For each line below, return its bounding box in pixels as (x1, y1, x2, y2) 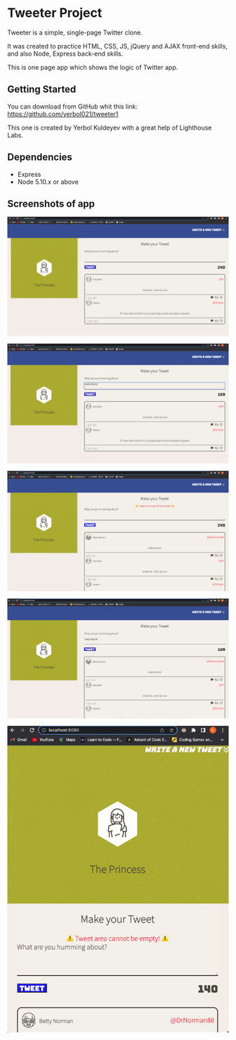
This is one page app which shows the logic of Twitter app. (7, 63, 178, 71)
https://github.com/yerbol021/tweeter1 (7, 109, 119, 118)
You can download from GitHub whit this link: (7, 102, 138, 111)
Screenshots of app (7, 197, 96, 209)
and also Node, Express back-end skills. (7, 49, 124, 58)
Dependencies (7, 151, 72, 163)
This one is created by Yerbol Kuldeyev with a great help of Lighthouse (7, 123, 212, 132)
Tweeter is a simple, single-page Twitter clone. (7, 28, 143, 37)
